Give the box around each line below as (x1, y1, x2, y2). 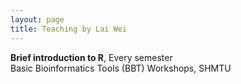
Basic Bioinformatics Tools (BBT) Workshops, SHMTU (10, 62, 232, 74)
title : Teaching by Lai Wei (10, 24, 128, 34)
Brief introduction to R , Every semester (10, 51, 173, 63)
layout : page (10, 14, 65, 25)
